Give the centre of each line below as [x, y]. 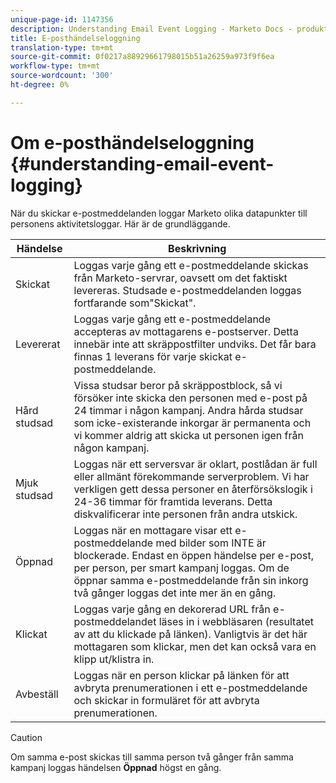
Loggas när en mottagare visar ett [153, 530]
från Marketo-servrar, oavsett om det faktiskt [180, 278]
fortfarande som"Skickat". [135, 303]
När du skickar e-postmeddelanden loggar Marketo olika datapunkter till [159, 213]
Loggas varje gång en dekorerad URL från [172, 609]
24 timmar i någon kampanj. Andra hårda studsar [188, 410]
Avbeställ [37, 694]
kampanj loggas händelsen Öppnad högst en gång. [116, 767]
